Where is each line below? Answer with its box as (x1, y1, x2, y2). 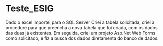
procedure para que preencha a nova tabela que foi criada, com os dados (5, 24, 158, 30)
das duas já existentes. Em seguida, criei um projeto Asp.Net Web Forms (5, 30, 156, 36)
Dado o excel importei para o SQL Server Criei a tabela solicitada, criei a (5, 19, 155, 25)
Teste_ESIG (5, 3, 54, 14)
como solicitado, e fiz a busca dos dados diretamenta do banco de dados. (5, 35, 159, 41)
